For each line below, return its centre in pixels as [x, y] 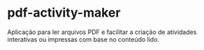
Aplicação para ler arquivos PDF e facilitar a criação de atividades [102, 32]
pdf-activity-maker [64, 13]
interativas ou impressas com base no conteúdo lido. [83, 39]
